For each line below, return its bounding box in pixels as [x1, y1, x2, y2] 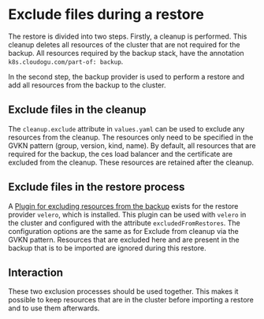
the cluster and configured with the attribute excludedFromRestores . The [8, 218, 240, 228]
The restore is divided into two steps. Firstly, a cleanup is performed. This [8, 32, 247, 41]
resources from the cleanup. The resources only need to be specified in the [8, 132, 254, 142]
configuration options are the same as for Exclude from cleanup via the [8, 226, 239, 236]
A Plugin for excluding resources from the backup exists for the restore [8, 201, 239, 210]
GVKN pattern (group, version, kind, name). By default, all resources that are [8, 140, 256, 150]
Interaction [8, 265, 64, 279]
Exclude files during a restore [8, 6, 205, 24]
